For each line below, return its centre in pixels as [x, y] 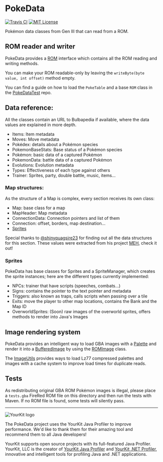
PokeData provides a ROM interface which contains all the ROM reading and [81, 58]
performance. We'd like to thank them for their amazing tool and [69, 429]
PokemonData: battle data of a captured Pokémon [62, 160]
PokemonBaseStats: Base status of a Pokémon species [67, 149]
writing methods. [22, 63]
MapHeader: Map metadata [40, 213]
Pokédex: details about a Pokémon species [55, 144]
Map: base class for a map [39, 208]
